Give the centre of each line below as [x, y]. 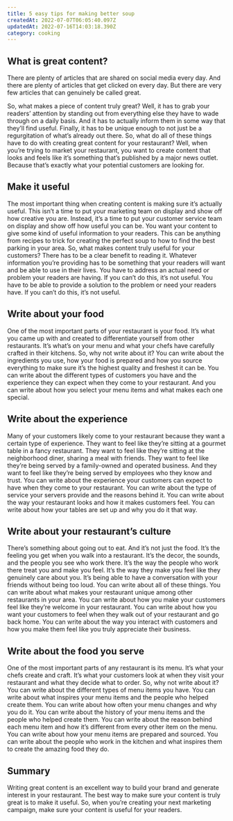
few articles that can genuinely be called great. [74, 93]
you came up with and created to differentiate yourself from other [101, 338]
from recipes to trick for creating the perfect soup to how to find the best [111, 240]
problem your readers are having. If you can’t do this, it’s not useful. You [110, 277]
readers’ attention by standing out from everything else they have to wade [113, 114]
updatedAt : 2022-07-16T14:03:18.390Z [62, 26]
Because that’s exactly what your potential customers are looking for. [106, 165]
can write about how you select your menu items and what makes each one [115, 390]
